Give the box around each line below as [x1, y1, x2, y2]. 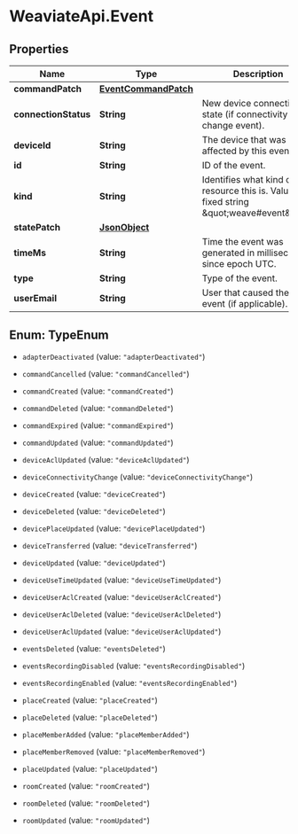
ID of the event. [201, 160, 266, 171]
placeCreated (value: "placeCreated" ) [21, 694, 158, 705]
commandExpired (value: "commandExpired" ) [21, 419, 175, 431]
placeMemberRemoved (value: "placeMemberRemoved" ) [21, 746, 206, 757]
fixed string [201, 196, 250, 207]
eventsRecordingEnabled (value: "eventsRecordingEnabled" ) [21, 677, 238, 688]
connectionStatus [13, 108, 91, 121]
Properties [9, 42, 69, 57]
